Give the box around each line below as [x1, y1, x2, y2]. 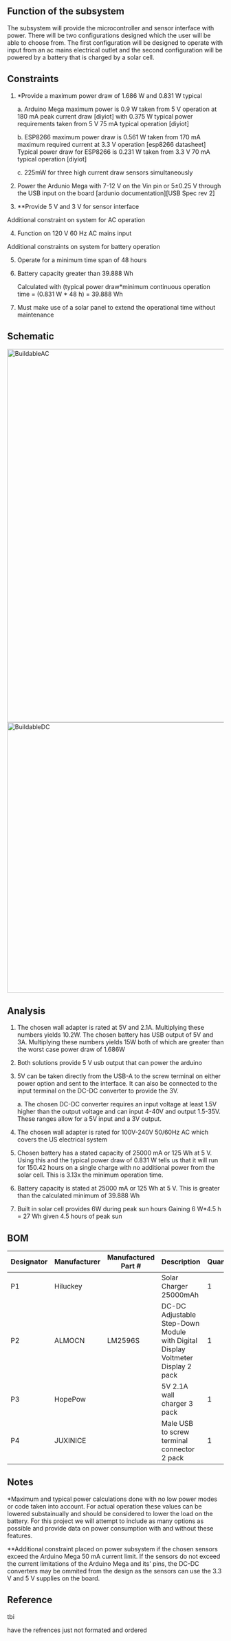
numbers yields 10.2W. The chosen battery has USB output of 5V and [16, 1031, 214, 1039]
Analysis [7, 1005, 46, 1017]
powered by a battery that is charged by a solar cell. [7, 53, 155, 61]
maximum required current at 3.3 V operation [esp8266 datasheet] [16, 140, 206, 148]
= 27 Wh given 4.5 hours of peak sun [16, 1212, 122, 1220]
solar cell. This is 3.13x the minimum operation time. [16, 1171, 164, 1179]
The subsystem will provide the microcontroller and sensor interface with [7, 23, 214, 32]
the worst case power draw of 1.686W [16, 1045, 126, 1054]
